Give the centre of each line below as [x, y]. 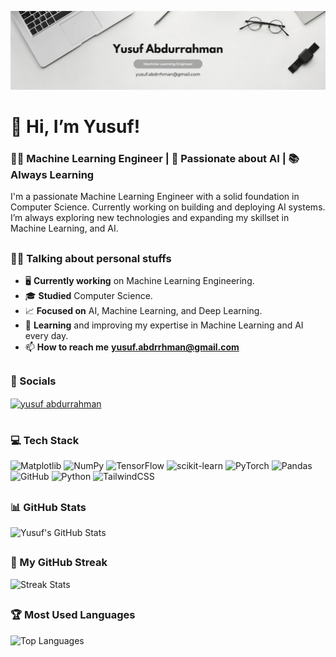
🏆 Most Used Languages [73, 615]
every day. [46, 336]
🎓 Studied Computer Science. [88, 296]
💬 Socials [33, 381]
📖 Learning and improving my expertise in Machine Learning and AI [164, 325]
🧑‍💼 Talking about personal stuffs [91, 258]
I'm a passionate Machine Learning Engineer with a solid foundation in [155, 197]
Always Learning [52, 175]
